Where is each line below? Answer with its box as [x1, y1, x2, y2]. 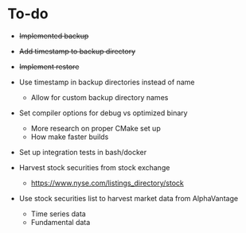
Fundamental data [30, 217, 91, 227]
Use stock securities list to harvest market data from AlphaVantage [18, 193, 239, 203]
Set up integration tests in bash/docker [18, 147, 147, 157]
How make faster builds [30, 132, 109, 142]
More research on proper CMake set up [30, 123, 161, 133]
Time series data [30, 208, 87, 219]
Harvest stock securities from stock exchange [18, 162, 170, 172]
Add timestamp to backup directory [18, 46, 136, 56]
